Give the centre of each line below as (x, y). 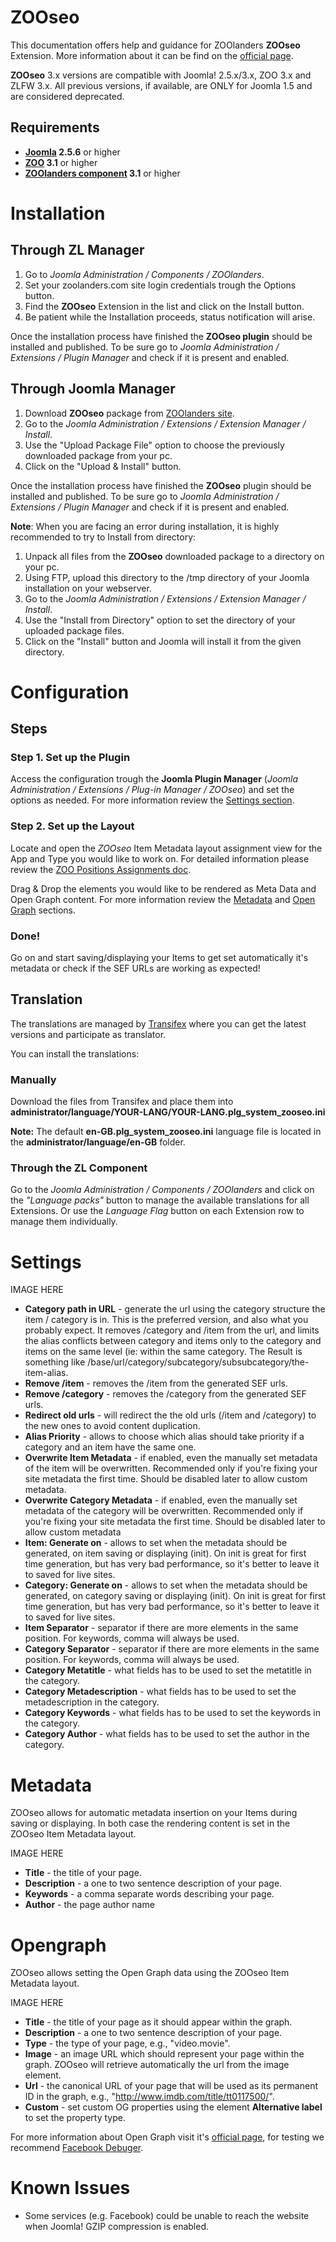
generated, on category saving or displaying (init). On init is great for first (175, 1596)
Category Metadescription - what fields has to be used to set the (160, 1692)
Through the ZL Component (79, 1168)
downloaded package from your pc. (98, 455)
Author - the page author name (89, 1905)
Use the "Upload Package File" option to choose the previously (154, 445)
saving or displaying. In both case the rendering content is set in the (150, 1823)
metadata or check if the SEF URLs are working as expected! (135, 968)
